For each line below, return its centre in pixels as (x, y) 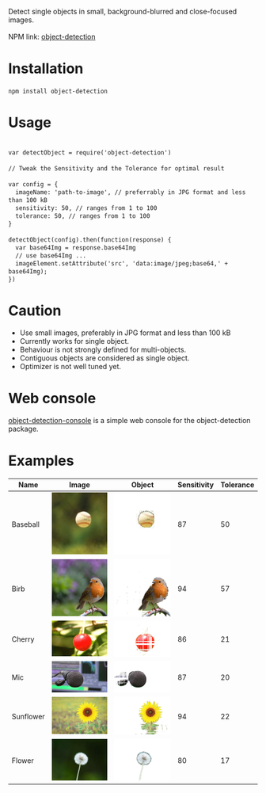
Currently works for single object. (74, 341)
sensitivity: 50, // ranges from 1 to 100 (86, 208)
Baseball (25, 524)
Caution (35, 311)
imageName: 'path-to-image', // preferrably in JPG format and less (131, 192)
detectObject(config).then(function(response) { (90, 240)
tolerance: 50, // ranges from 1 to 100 (83, 216)
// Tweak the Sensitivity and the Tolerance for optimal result (116, 168)
